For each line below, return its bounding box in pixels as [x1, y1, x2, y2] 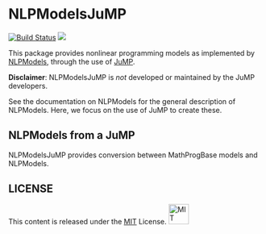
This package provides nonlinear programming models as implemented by [8, 48, 256, 57]
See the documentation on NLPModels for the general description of [8, 96, 236, 106]
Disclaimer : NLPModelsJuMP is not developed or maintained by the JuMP [8, 72, 256, 81]
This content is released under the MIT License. [8, 216, 167, 226]
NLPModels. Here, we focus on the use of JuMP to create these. [8, 105, 222, 115]
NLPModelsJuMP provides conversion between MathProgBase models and [8, 150, 258, 160]
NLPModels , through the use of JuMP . [8, 56, 135, 66]
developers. [8, 81, 48, 90]
